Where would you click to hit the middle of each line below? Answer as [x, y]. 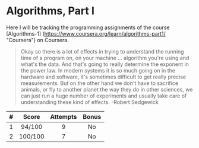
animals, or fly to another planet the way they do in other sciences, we [107, 89]
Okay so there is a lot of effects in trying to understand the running [102, 51]
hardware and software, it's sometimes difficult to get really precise [103, 77]
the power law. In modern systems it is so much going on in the [98, 70]
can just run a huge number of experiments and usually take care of [104, 96]
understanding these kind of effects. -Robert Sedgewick [89, 102]
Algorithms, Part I [50, 11]
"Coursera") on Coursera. [38, 40]
